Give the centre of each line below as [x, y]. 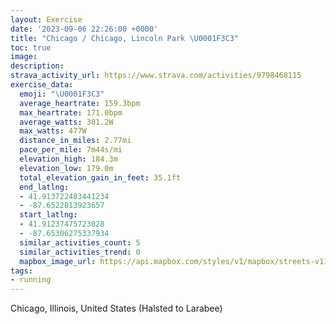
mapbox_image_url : [58, 261]
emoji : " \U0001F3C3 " [62, 94]
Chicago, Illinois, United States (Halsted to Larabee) [116, 308]
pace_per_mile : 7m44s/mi [71, 150]
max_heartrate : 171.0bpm [71, 112]
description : [37, 66]
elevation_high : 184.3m [68, 159]
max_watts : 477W [53, 131]
